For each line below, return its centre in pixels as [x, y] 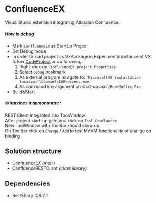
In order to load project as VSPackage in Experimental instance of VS [81, 56]
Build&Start [23, 92]
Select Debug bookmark [42, 72]
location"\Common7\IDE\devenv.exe [54, 81]
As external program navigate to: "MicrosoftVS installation [80, 77]
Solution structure [33, 152]
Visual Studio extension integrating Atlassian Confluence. [62, 22]
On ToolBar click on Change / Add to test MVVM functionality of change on [78, 131]
